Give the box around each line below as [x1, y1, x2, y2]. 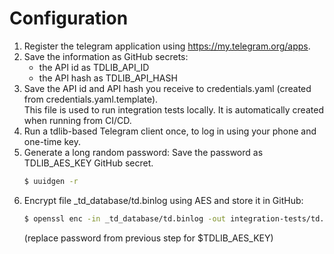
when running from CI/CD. [23, 114, 132, 126]
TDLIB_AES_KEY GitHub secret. [23, 157, 154, 169]
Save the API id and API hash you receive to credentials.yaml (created [23, 82, 312, 94]
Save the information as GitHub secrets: [23, 50, 189, 62]
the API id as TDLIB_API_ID [38, 61, 150, 73]
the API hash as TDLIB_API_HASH [38, 72, 178, 84]
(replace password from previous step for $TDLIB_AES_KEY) [23, 232, 274, 244]
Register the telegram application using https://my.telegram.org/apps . [23, 40, 311, 52]
